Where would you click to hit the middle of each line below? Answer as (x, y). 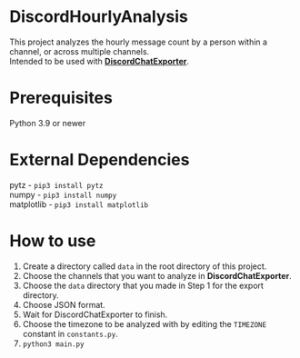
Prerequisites (61, 98)
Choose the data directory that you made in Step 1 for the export (143, 285)
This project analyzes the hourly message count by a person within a (139, 42)
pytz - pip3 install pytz (56, 184)
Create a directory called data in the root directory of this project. (145, 266)
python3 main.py (53, 344)
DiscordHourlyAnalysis (99, 17)
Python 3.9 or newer (48, 123)
